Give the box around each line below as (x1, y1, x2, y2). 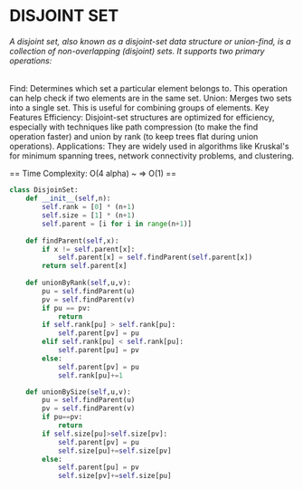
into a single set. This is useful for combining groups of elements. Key (9, 102, 270, 113)
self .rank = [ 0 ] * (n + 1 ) (42, 203, 136, 212)
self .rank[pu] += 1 (57, 370, 124, 380)
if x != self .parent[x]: (42, 244, 136, 254)
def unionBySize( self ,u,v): (25, 387, 131, 397)
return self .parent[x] (42, 262, 128, 271)
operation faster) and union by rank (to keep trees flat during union (9, 131, 259, 142)
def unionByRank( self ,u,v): (25, 278, 131, 288)
